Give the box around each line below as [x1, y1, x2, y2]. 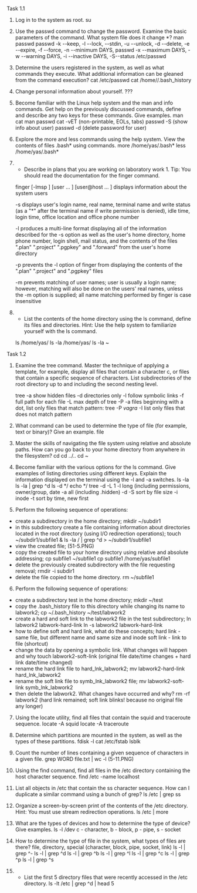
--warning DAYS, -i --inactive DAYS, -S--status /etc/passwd [21, 53, 167, 59]
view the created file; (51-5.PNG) [15, 543, 94, 549]
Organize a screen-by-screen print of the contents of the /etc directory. [15, 802, 188, 809]
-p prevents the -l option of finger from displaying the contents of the [15, 261, 183, 268]
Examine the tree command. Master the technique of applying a [15, 362, 169, 369]
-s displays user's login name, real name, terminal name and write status [15, 201, 191, 208]
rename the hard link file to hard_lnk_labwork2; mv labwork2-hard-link [15, 665, 185, 672]
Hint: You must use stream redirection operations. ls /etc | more [15, 808, 169, 815]
